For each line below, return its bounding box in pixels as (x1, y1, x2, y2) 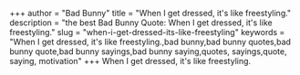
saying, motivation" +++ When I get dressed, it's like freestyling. (9, 56, 252, 66)
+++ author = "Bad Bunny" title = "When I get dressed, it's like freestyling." (9, 8, 292, 18)
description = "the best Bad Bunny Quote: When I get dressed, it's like (9, 17, 273, 28)
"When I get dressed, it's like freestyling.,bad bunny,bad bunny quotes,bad (9, 36, 292, 47)
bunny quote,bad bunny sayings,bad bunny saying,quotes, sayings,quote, (9, 46, 287, 57)
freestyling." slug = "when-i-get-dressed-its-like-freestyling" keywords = (9, 27, 285, 37)
